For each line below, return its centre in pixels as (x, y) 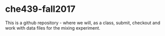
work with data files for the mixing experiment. (53, 28)
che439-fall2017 (40, 9)
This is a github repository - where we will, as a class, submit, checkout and (83, 23)
